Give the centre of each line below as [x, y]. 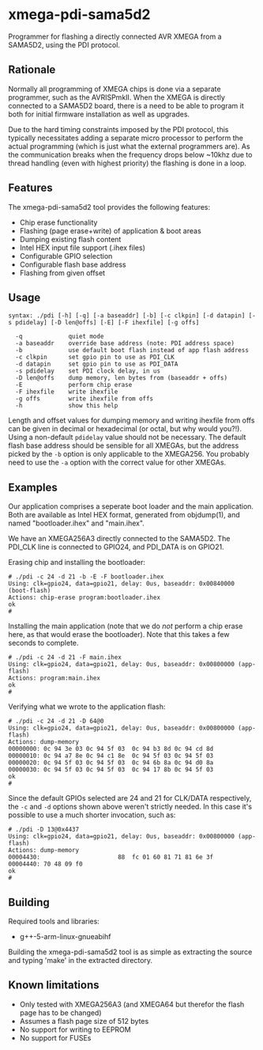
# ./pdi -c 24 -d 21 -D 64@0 [56, 722]
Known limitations [54, 986]
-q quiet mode [60, 337]
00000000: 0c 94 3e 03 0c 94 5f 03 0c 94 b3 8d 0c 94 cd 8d [111, 749]
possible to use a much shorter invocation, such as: [92, 815]
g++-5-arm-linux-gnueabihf [65, 936]
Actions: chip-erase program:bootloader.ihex [84, 598]
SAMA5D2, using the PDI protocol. [64, 44]
